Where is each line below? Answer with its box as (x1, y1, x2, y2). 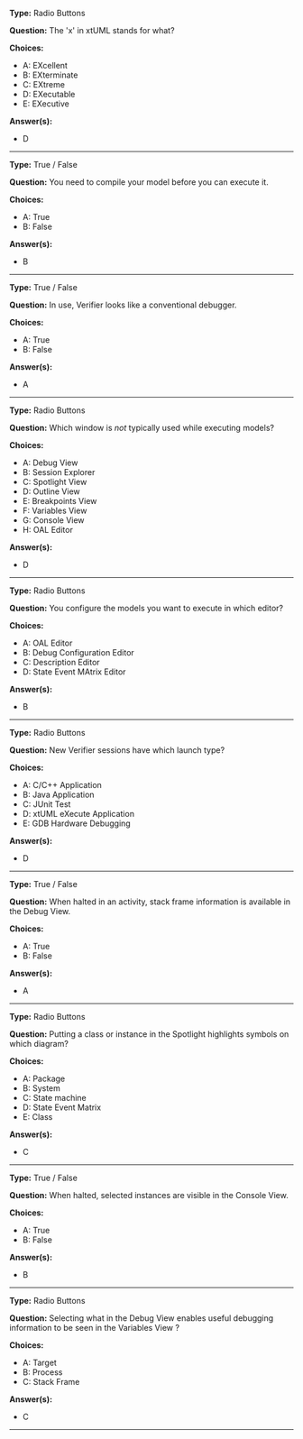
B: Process (22, 1367, 63, 1378)
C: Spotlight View (22, 477, 87, 487)
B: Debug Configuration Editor (22, 647, 135, 657)
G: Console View (22, 515, 85, 526)
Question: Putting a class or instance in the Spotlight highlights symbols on (9, 1029, 289, 1040)
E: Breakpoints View (22, 496, 97, 506)
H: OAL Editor (22, 525, 74, 535)
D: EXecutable (22, 89, 76, 99)
